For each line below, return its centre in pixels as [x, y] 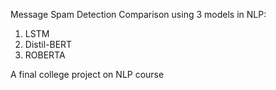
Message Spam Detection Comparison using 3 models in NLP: [138, 14]
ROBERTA [45, 55]
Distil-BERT [48, 44]
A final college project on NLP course [87, 74]
